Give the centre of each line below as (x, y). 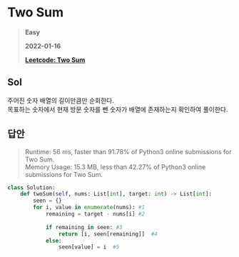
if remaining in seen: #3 (84, 227)
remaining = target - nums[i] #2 (95, 214)
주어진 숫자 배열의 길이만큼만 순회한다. (61, 100)
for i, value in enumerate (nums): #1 (89, 208)
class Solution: (31, 187)
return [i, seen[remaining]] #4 (108, 234)
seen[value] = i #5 (89, 247)
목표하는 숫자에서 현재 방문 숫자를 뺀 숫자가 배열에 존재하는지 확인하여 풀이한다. (118, 109)
